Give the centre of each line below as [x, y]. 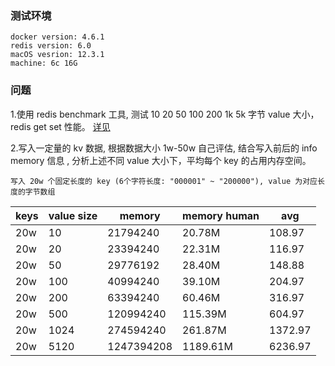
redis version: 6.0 [51, 46]
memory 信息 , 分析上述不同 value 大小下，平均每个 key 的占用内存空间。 [161, 160]
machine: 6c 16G [44, 63]
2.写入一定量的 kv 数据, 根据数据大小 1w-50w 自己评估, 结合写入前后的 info [164, 148]
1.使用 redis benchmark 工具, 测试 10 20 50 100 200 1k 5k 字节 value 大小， [165, 114]
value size [73, 215]
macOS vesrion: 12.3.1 [57, 55]
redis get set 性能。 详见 [60, 126]
